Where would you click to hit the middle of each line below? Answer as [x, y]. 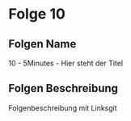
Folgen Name [42, 44]
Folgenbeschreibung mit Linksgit [63, 108]
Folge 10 [37, 14]
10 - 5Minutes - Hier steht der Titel [66, 63]
